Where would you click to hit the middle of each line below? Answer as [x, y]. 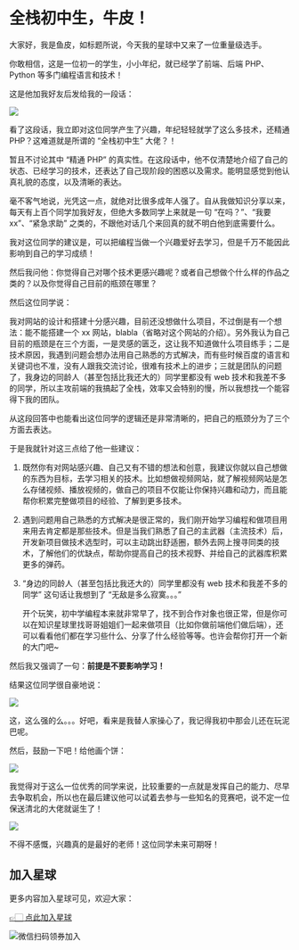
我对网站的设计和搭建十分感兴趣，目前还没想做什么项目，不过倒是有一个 [141, 321]
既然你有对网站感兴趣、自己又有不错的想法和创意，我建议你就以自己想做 [154, 467]
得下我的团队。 [36, 399]
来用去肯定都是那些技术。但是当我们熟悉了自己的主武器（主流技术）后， [154, 531]
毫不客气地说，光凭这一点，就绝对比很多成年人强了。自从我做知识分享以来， [149, 201]
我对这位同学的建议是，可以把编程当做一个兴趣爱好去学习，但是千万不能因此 [149, 242]
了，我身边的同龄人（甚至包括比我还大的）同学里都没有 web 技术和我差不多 [148, 376]
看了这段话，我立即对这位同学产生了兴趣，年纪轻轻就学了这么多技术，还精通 [149, 129]
